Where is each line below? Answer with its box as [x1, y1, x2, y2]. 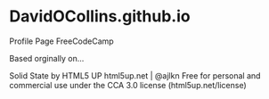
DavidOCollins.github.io [9, 6, 191, 27]
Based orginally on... [9, 53, 85, 63]
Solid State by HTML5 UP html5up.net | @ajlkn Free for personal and [9, 70, 261, 81]
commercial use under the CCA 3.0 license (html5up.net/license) [9, 79, 247, 90]
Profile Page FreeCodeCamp [9, 36, 114, 46]
